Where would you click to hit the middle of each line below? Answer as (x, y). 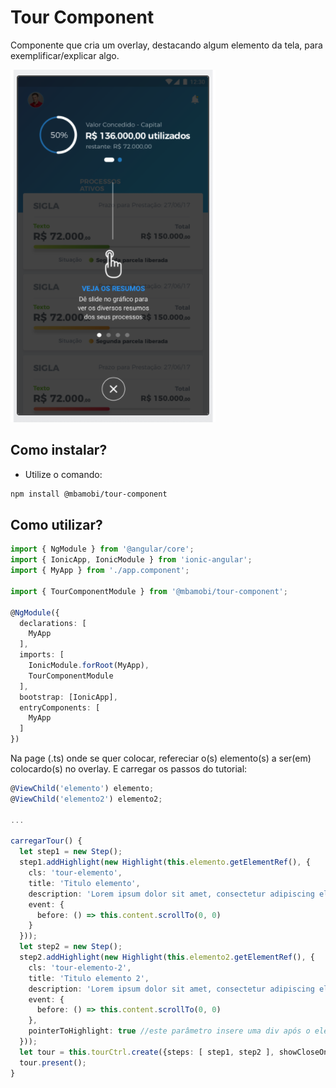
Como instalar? (59, 450)
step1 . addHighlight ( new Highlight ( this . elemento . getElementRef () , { (165, 862)
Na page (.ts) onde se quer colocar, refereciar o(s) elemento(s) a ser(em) (161, 758)
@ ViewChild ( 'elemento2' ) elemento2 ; (86, 799)
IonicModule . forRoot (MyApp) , (89, 666)
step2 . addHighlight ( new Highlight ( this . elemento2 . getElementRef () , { (167, 957)
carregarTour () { (46, 841)
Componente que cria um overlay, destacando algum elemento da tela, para (166, 45)
